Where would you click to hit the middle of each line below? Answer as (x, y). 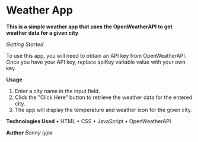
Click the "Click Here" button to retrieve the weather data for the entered (103, 97)
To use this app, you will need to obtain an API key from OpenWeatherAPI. (96, 55)
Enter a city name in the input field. (57, 91)
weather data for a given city (42, 32)
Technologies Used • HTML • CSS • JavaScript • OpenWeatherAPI (89, 121)
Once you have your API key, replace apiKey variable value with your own (96, 62)
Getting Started (25, 44)
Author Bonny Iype (30, 133)
